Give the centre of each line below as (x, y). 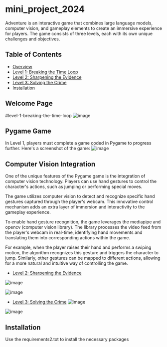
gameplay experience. (28, 212)
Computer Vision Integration (50, 164)
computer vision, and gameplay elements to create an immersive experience (84, 28)
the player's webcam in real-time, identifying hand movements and (74, 232)
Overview (22, 66)
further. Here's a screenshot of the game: (48, 149)
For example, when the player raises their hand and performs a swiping (78, 247)
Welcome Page (29, 103)
